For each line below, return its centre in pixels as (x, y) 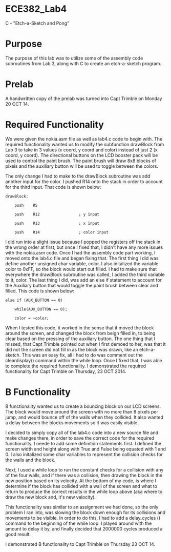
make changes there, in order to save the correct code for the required (80, 438)
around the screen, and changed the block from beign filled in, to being (80, 333)
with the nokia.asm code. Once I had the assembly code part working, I (80, 252)
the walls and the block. (30, 460)
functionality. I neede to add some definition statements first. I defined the (83, 443)
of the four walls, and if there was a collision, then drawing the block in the (84, 475)
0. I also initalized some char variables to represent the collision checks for (84, 454)
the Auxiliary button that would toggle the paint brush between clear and (82, 285)
